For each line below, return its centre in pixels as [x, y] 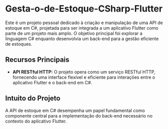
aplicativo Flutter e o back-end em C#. [52, 82]
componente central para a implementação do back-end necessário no [79, 115]
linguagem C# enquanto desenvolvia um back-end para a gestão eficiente [82, 39]
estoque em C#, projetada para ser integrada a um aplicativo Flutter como [82, 28]
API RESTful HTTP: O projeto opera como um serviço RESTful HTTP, [84, 72]
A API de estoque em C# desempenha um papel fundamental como [75, 110]
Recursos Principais [37, 60]
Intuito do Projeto [33, 98]
